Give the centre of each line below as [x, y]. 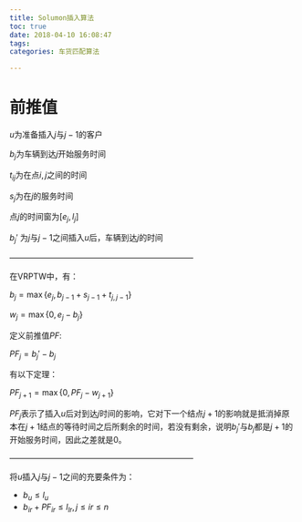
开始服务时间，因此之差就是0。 [68, 439]
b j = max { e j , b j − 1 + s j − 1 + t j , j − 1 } [71, 295]
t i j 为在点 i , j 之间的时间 [48, 176]
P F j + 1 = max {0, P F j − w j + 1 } [62, 394]
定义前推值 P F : [36, 335]
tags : [20, 43]
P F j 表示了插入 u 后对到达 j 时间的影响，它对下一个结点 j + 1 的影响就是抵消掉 [146, 415]
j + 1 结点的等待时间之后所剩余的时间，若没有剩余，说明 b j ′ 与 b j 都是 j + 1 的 [160, 427]
